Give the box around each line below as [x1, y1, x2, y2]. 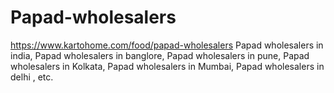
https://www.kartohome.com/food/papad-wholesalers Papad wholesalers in [10, 39, 324, 51]
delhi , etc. [10, 71, 54, 83]
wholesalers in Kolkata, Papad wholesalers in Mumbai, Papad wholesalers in [10, 60, 325, 72]
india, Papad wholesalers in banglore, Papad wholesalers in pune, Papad [10, 49, 310, 61]
